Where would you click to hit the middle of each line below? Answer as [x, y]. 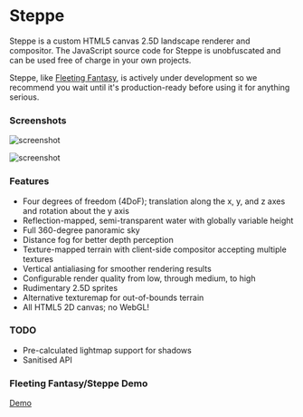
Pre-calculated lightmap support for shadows [107, 350]
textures [38, 258]
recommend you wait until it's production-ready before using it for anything [150, 87]
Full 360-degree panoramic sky [81, 230]
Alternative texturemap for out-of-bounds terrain [113, 297]
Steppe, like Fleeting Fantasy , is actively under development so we [133, 77]
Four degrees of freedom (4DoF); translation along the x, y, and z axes [154, 201]
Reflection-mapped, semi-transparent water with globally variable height [158, 220]
